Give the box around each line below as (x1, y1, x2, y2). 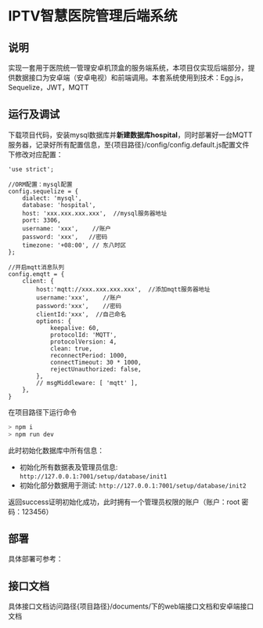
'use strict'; (8, 165, 55, 173)
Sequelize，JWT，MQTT (8, 83, 89, 92)
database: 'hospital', (22, 201, 96, 209)
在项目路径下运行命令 (8, 407, 77, 416)
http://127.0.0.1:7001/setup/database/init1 (19, 472, 168, 481)
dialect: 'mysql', (22, 194, 82, 202)
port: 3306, (22, 216, 61, 224)
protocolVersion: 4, (49, 338, 117, 346)
